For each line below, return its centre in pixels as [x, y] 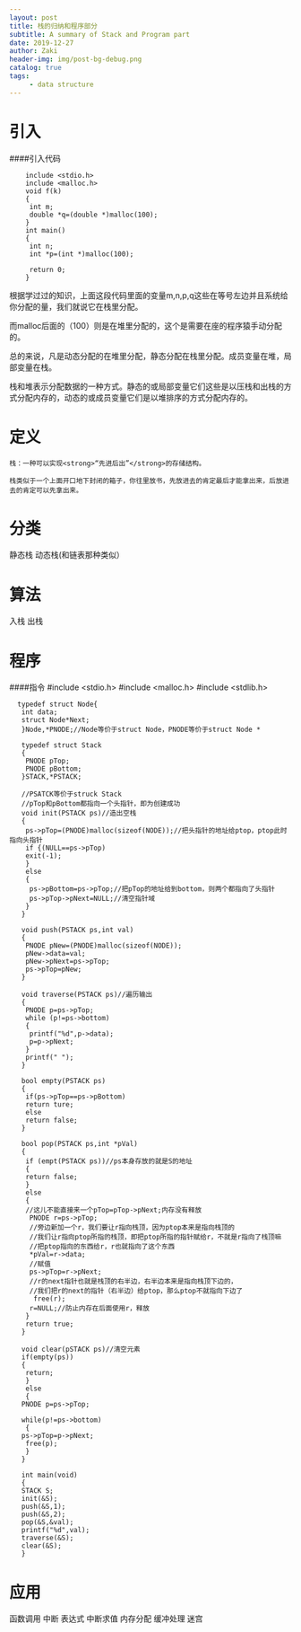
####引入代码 [35, 158]
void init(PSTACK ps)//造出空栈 [79, 814]
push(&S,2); [43, 1514]
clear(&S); [42, 1546]
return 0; [47, 269]
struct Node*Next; [56, 720]
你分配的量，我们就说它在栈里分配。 [76, 306]
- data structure [61, 84]
